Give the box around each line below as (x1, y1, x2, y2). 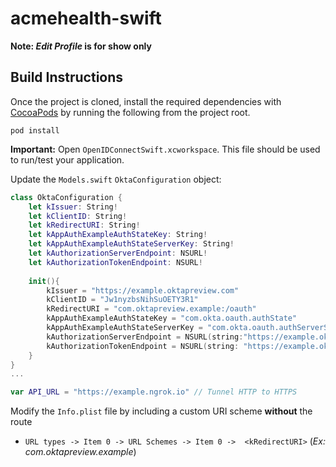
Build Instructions (10, 69, 124, 86)
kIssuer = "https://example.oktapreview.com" (46, 285, 240, 296)
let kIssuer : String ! (28, 202, 118, 212)
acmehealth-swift (10, 7, 162, 30)
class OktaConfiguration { (10, 192, 123, 202)
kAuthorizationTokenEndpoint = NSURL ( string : (46, 341, 240, 351)
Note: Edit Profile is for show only (10, 40, 152, 52)
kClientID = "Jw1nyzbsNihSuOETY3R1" (46, 295, 199, 305)
